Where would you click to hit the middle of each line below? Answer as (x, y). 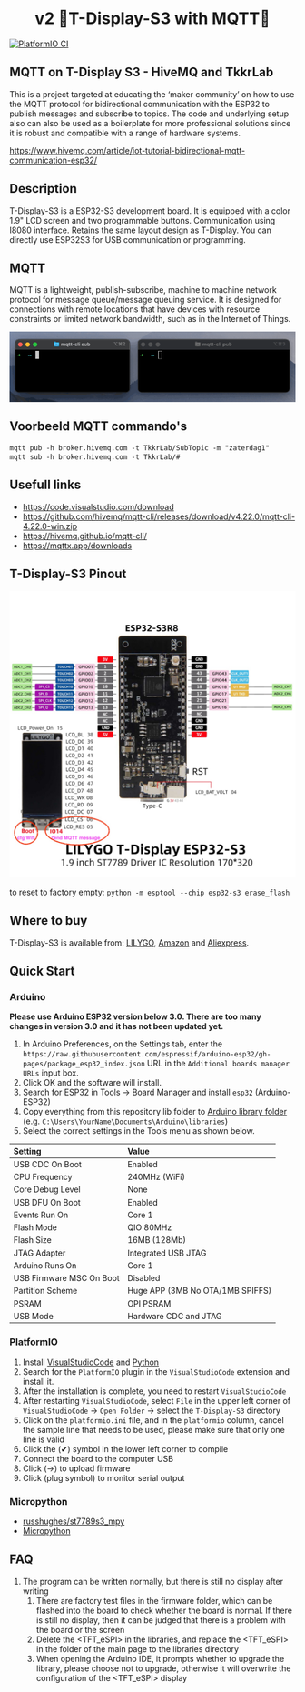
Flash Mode (35, 1227)
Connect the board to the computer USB (98, 1458)
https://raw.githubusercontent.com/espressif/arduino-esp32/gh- (147, 1055)
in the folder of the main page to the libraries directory (137, 1648)
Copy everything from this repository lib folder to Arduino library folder (155, 1112)
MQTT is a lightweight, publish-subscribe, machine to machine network (143, 290)
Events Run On (41, 1215)
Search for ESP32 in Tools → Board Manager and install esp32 (138, 1092)
